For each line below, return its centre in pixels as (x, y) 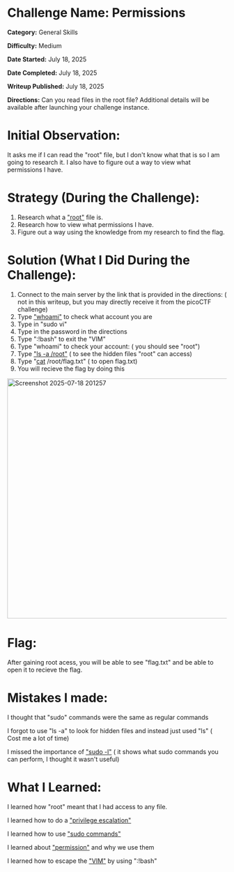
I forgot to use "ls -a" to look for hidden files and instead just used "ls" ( (110, 730)
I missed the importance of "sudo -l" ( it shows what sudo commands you (113, 751)
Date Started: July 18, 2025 (47, 59)
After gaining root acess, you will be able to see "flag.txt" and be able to (110, 662)
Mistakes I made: (57, 698)
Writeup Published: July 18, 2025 (56, 86)
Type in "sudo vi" (42, 324)
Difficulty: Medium (35, 45)
